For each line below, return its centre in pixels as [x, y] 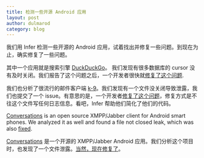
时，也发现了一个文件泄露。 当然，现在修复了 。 [65, 149]
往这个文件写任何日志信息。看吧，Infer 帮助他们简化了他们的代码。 [90, 104]
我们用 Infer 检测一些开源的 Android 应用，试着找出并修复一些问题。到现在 [100, 47]
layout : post [23, 18]
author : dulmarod [28, 23]
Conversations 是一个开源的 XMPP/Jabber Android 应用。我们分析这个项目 [100, 142]
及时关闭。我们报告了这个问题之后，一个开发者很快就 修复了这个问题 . [98, 75]
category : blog [26, 29]
